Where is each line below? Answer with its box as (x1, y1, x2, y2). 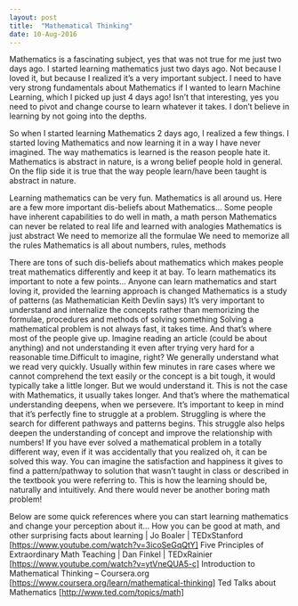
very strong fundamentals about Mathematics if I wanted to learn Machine (9, 82, 281, 94)
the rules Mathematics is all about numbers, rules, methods (9, 240, 227, 250)
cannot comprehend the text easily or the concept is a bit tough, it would (9, 371, 276, 381)
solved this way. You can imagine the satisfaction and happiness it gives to (9, 456, 283, 467)
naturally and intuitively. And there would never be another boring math (9, 485, 270, 495)
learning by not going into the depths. (9, 111, 147, 121)
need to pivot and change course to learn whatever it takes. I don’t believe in (9, 102, 290, 112)
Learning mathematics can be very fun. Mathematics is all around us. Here (9, 192, 283, 203)
